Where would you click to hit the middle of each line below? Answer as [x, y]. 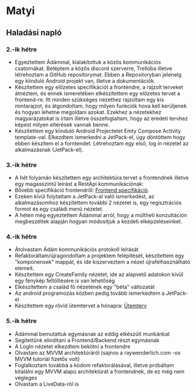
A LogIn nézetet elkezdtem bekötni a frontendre [72, 346]
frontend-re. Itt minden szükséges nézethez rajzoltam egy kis [89, 99]
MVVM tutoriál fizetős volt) [47, 359]
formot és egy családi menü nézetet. [59, 209]
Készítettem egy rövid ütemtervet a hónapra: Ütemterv [81, 306]
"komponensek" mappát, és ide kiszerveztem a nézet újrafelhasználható [102, 262]
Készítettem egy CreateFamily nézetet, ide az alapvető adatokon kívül [99, 274]
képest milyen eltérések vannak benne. [62, 124]
